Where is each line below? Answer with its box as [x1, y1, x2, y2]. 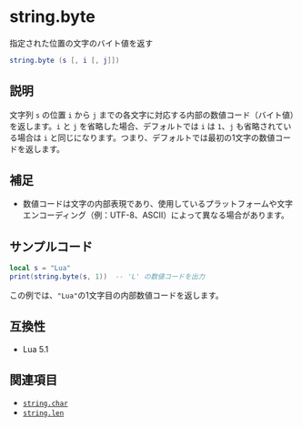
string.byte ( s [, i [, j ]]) [9, 56, 120, 65]
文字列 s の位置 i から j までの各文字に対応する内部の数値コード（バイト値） [9, 109, 295, 120]
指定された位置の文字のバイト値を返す [9, 37, 153, 48]
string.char [22, 399, 68, 408]
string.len [22, 408, 65, 418]
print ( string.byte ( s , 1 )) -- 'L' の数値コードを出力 [9, 272, 206, 281]
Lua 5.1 [22, 343, 49, 354]
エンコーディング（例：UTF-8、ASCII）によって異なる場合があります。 [22, 209, 289, 220]
